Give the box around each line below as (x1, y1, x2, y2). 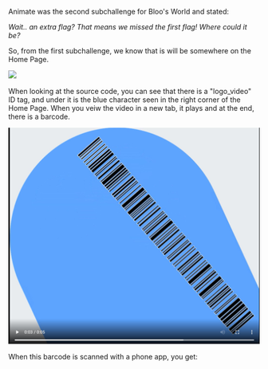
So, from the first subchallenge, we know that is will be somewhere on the (8, 46, 251, 55)
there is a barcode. (8, 112, 70, 121)
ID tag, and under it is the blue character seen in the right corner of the (8, 95, 241, 104)
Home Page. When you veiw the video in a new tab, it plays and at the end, (8, 104, 254, 112)
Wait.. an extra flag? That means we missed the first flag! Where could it (8, 22, 247, 31)
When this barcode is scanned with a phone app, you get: (8, 351, 198, 361)
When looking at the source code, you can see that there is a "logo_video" (8, 87, 252, 96)
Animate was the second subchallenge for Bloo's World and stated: (8, 7, 230, 16)
